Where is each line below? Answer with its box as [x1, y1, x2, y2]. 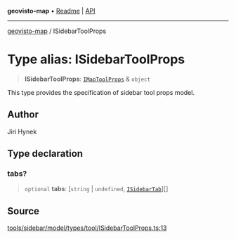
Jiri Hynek [7, 127, 37, 136]
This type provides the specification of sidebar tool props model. [7, 88, 195, 96]
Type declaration [7, 148, 83, 160]
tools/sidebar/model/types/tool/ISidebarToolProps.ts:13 [7, 224, 167, 232]
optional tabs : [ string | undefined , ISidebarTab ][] [24, 185, 169, 193]
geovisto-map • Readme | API [7, 7, 96, 15]
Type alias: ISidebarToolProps [7, 51, 185, 67]
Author [7, 109, 39, 121]
